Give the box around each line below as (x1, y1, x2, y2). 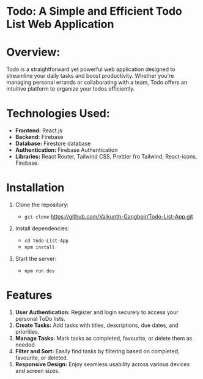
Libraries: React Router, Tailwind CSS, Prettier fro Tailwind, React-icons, (15, 153, 197, 160)
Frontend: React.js (15, 127, 63, 134)
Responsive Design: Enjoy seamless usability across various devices (15, 360, 190, 368)
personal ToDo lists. (15, 315, 65, 322)
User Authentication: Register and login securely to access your (15, 308, 179, 316)
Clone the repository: (15, 201, 69, 208)
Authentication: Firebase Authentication (15, 146, 118, 154)
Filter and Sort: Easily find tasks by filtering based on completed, (15, 347, 180, 355)
